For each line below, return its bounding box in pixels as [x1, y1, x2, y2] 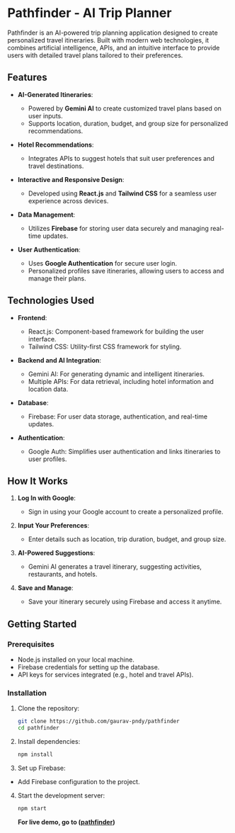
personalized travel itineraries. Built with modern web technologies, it [7, 35, 210, 44]
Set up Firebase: [17, 764, 66, 772]
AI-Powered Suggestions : [17, 549, 96, 557]
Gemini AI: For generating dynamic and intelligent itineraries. [28, 370, 205, 378]
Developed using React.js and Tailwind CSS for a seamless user [28, 189, 217, 198]
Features [7, 72, 47, 84]
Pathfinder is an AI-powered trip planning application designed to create [7, 28, 218, 37]
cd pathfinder [17, 725, 59, 732]
